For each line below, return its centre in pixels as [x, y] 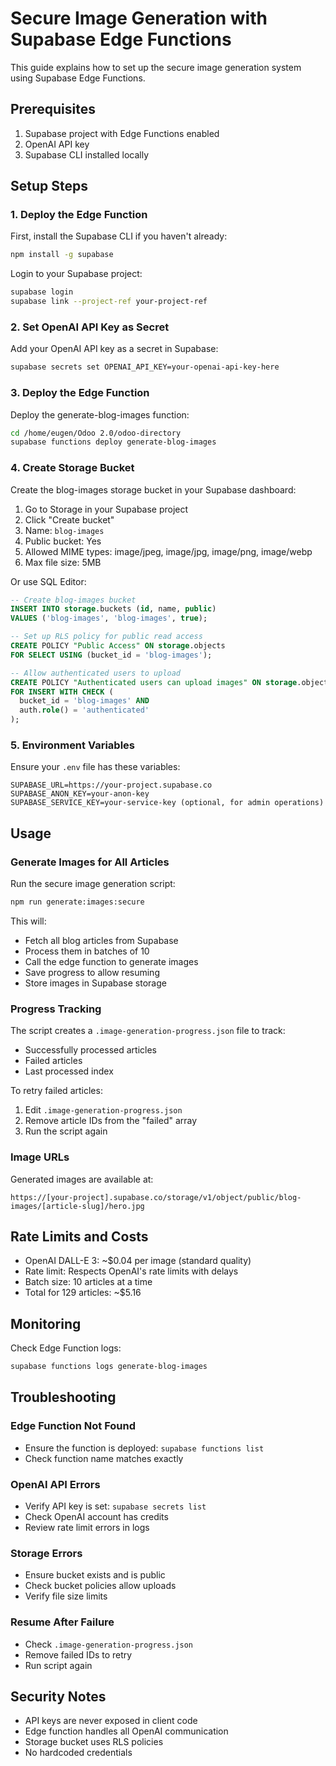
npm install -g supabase [62, 255]
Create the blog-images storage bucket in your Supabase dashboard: [153, 489]
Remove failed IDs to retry [78, 1654]
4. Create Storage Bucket [72, 468]
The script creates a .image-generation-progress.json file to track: [148, 1031]
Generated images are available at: [82, 1179]
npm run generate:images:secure [77, 902]
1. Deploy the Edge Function [79, 215]
